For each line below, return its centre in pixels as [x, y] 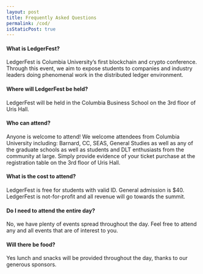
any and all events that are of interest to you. [62, 231]
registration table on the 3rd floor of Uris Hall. [63, 162]
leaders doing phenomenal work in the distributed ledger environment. [95, 75]
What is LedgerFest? [33, 48]
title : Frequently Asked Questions [52, 18]
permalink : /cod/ [28, 23]
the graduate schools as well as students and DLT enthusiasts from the [95, 150]
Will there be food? [31, 244]
